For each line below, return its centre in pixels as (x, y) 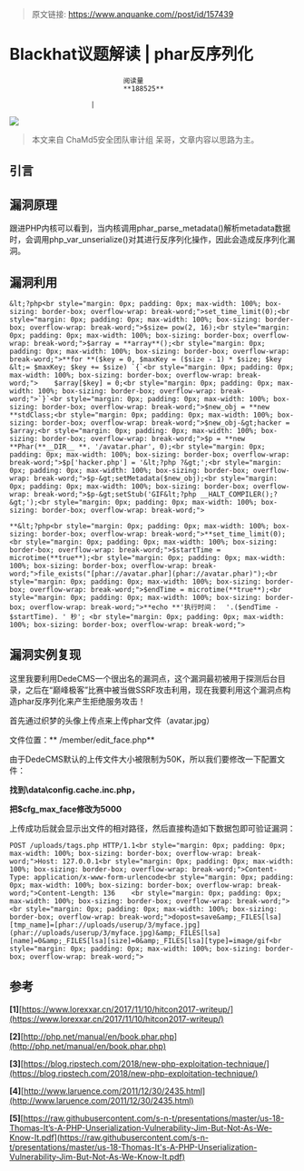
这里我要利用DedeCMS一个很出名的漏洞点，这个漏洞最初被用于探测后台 (144, 678)
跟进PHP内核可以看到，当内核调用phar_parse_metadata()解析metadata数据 (150, 228)
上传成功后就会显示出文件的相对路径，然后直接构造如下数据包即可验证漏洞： (152, 828)
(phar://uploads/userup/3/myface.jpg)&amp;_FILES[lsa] (115, 933)
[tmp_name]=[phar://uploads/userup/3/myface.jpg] (105, 925)
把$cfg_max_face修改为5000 (66, 809)
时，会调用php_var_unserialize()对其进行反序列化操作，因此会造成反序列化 (148, 240)
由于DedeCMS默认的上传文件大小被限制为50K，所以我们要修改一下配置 (143, 759)
